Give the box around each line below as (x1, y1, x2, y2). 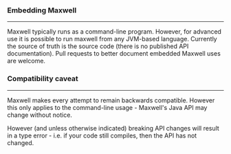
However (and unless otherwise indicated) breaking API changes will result (7, 124, 220, 132)
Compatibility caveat (7, 74, 79, 84)
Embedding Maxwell (7, 5, 77, 15)
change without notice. (7, 111, 72, 119)
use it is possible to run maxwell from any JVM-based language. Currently (7, 35, 218, 43)
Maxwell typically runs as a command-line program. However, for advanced (7, 27, 222, 36)
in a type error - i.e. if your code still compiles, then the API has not (7, 131, 197, 140)
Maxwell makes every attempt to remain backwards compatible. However (7, 96, 215, 104)
